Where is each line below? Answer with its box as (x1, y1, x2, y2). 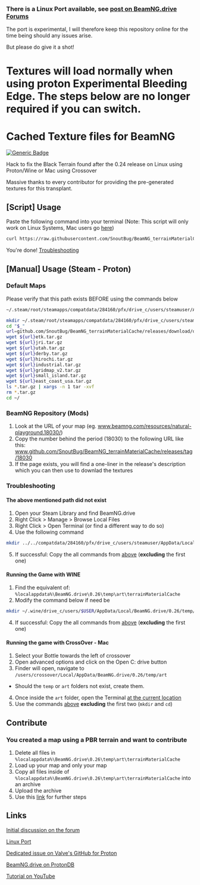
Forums (6, 12, 29, 20)
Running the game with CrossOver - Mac (6, 639, 109, 646)
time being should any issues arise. (6, 32, 93, 39)
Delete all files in (14, 749, 55, 756)
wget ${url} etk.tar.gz (6, 334, 62, 340)
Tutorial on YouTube (6, 873, 55, 880)
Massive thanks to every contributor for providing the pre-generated (6, 179, 174, 186)
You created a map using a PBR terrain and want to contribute (6, 736, 187, 744)
